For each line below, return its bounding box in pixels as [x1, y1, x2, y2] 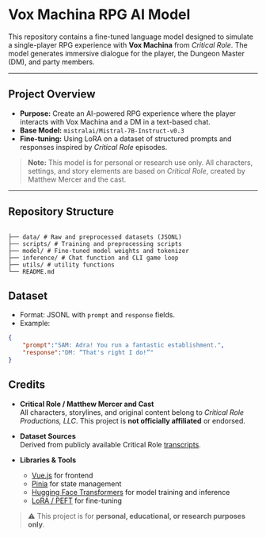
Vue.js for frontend [31, 470, 93, 480]
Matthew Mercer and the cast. [27, 175, 127, 184]
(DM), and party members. [8, 57, 95, 67]
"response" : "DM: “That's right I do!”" [22, 349, 154, 357]
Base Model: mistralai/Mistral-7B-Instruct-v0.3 [19, 125, 184, 135]
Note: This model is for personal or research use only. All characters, [27, 157, 253, 167]
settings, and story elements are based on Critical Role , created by [27, 166, 245, 175]
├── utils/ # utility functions [8, 260, 115, 269]
